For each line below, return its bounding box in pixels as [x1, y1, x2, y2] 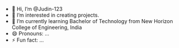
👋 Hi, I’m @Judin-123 [11, 6, 63, 12]
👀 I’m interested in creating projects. [11, 12, 100, 19]
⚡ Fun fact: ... [11, 36, 44, 43]
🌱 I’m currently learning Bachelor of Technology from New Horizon [11, 18, 173, 24]
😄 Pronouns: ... [11, 30, 50, 37]
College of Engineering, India [11, 24, 82, 31]
